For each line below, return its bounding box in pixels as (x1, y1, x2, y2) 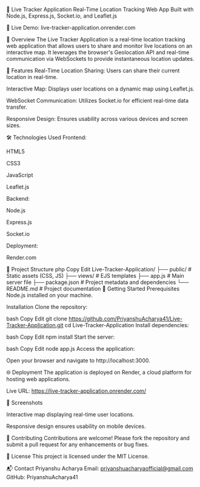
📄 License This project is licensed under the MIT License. (6, 453, 150, 460)
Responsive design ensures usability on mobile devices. (6, 423, 146, 430)
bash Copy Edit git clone (6, 315, 68, 322)
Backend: (6, 195, 30, 202)
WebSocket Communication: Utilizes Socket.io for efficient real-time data (6, 97, 189, 104)
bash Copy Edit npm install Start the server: (6, 333, 115, 340)
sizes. (6, 122, 21, 129)
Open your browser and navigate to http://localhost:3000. (6, 357, 150, 364)
